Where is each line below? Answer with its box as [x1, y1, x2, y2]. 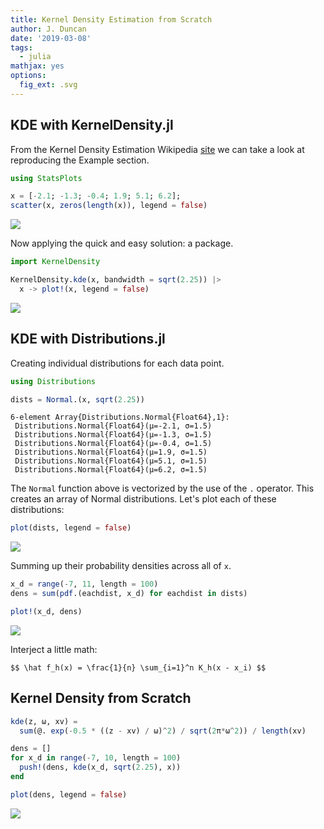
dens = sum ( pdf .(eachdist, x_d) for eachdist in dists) [10, 589, 248, 599]
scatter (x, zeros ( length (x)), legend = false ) [10, 201, 208, 211]
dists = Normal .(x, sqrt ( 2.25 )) [10, 394, 145, 405]
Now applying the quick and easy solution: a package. [10, 237, 234, 250]
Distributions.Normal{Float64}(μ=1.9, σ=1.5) [14, 447, 208, 458]
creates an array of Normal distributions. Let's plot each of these [10, 493, 277, 505]
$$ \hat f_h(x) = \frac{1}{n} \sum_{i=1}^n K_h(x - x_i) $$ [10, 662, 267, 673]
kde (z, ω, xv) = [10, 716, 78, 726]
